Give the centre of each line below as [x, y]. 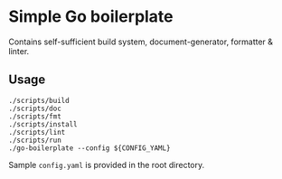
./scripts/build [39, 100]
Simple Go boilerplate [91, 17]
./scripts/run [35, 140]
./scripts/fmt [35, 116]
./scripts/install [43, 124]
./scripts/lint [37, 132]
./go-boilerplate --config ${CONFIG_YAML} [89, 148]
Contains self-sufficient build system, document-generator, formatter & [141, 42]
